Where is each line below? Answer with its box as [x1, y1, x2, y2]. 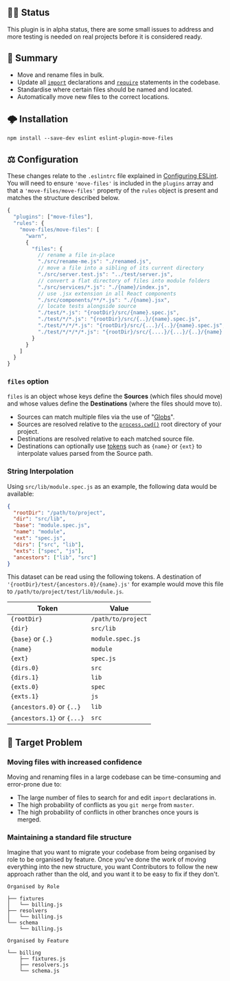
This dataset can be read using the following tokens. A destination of [7, 573, 202, 581]
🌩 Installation [7, 113, 69, 125]
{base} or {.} [10, 634, 53, 643]
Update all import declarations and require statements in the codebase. [16, 78, 220, 86]
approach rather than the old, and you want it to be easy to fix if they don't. [7, 870, 220, 879]
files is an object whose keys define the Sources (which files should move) [7, 393, 223, 401]
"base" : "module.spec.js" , [13, 522, 91, 529]
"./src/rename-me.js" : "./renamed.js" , [37, 258, 152, 265]
